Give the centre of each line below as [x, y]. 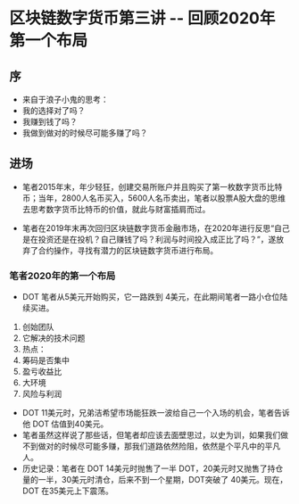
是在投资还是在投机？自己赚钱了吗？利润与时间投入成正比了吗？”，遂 [149, 239]
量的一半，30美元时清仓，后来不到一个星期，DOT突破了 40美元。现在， [155, 480]
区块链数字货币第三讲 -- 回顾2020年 [142, 18]
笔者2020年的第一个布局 [62, 276]
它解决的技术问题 [54, 338]
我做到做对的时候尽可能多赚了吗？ [85, 133]
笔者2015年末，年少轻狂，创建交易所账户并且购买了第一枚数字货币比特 [152, 186]
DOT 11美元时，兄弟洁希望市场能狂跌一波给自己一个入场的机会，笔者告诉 [156, 413]
